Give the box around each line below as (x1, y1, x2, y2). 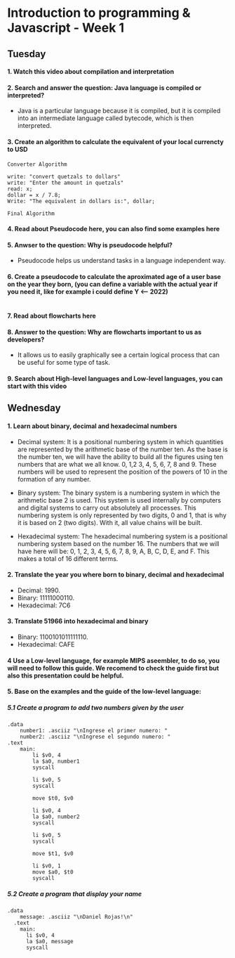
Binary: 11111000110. (17, 593, 75, 602)
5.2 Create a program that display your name (7, 889, 142, 898)
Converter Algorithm (7, 160, 68, 168)
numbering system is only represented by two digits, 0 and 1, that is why (17, 511, 227, 519)
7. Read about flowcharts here (7, 311, 96, 321)
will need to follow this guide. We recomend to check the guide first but (7, 664, 220, 672)
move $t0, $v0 (32, 795, 74, 802)
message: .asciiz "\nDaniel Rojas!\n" (20, 914, 133, 921)
